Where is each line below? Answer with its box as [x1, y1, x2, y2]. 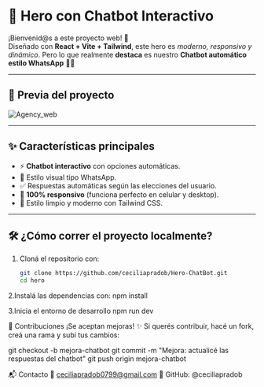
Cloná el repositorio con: [19, 254, 100, 263]
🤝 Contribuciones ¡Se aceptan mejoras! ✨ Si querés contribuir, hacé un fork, [8, 322, 254, 331]
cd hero [19, 277, 45, 285]
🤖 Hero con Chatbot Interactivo [8, 7, 214, 25]
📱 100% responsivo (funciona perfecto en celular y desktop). [19, 189, 219, 199]
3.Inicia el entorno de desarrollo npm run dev [8, 307, 154, 316]
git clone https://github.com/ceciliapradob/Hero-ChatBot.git [19, 270, 228, 277]
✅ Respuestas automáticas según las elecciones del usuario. [19, 180, 218, 190]
